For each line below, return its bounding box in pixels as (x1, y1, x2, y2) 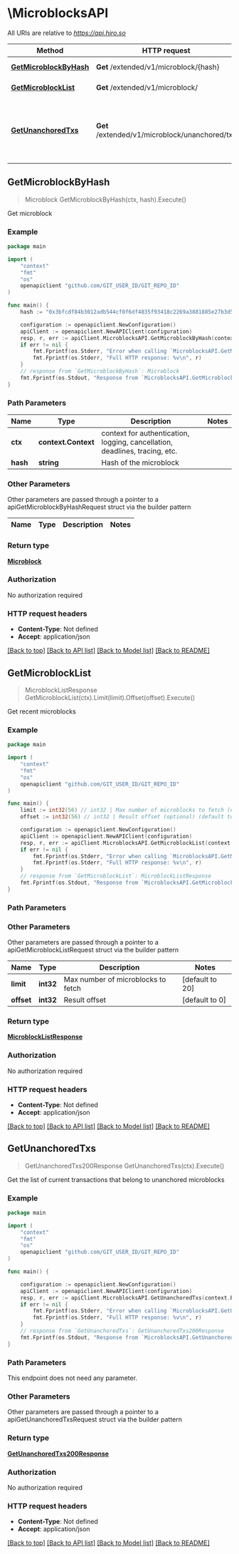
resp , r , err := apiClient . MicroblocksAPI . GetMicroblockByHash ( (20, 334, 215, 341)
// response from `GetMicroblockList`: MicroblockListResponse (20, 873, 212, 880)
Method (36, 45, 64, 55)
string (38, 458, 59, 468)
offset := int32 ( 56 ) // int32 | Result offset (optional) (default (20, 813, 224, 820)
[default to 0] (182, 994, 226, 1004)
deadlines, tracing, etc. (101, 446, 178, 456)
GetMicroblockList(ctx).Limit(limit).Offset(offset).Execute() (24, 693, 196, 701)
